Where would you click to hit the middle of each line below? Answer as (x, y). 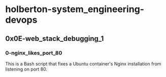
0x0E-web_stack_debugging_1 (55, 38)
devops (21, 20)
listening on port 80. (26, 69)
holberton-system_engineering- (75, 9)
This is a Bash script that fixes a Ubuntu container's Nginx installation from (83, 63)
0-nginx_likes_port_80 (34, 53)
